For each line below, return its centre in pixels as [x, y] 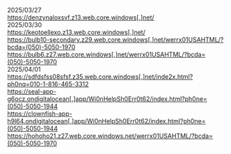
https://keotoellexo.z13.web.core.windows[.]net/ [77, 32]
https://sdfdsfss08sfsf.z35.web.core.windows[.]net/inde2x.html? [100, 77]
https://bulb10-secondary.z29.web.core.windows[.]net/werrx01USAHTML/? [115, 40]
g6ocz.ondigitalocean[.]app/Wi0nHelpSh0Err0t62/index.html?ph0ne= [107, 99]
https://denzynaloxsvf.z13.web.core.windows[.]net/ [81, 17]
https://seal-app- [32, 91]
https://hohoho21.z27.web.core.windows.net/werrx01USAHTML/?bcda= [110, 136]
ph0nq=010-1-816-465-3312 [48, 84]
